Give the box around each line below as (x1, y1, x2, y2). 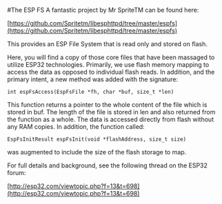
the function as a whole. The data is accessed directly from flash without (7, 115, 214, 123)
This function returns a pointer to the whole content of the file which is (7, 101, 208, 109)
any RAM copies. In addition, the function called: (7, 123, 145, 130)
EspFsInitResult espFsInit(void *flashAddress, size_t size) (7, 136, 187, 143)
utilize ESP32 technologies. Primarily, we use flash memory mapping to (7, 61, 210, 68)
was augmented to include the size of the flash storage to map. (7, 148, 187, 156)
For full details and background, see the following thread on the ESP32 (7, 161, 208, 170)
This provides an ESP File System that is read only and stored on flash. (7, 40, 208, 48)
